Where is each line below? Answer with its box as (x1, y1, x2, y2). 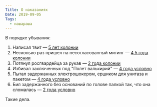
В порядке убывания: (5, 35, 51, 41)
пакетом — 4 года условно (12, 76, 70, 82)
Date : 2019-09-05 (5, 12, 41, 17)
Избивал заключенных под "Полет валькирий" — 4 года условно (12, 66, 152, 72)
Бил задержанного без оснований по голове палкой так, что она (12, 82, 151, 88)
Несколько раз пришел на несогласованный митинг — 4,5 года (12, 50, 148, 56)
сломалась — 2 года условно (12, 87, 76, 93)
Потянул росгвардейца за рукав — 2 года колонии (12, 60, 121, 66)
